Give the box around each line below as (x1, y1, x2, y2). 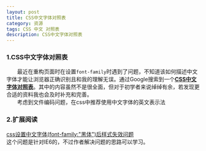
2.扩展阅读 (6, 116, 38, 124)
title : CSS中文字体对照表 (6, 15, 66, 21)
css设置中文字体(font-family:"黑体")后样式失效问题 (6, 130, 134, 138)
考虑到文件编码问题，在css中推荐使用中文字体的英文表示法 (17, 98, 166, 106)
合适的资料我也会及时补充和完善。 (6, 91, 93, 98)
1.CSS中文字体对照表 (6, 53, 68, 62)
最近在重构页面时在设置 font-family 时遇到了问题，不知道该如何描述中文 (17, 68, 198, 75)
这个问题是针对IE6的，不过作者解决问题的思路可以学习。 (6, 138, 149, 145)
